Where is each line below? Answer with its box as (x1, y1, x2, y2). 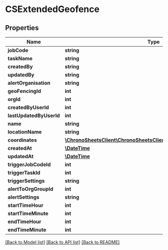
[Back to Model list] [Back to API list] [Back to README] (5, 239, 120, 245)
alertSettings (7, 194, 39, 200)
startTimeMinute (7, 210, 48, 217)
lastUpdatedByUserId (7, 112, 60, 119)
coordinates (7, 137, 37, 144)
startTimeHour (7, 202, 43, 209)
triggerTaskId (7, 169, 40, 176)
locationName (7, 129, 42, 135)
